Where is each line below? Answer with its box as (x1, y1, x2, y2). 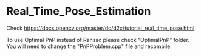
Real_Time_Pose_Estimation (6, 4, 151, 18)
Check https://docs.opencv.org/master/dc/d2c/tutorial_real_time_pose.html (6, 24, 195, 32)
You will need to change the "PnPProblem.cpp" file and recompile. (6, 43, 172, 50)
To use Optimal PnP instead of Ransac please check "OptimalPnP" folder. (6, 36, 190, 43)
